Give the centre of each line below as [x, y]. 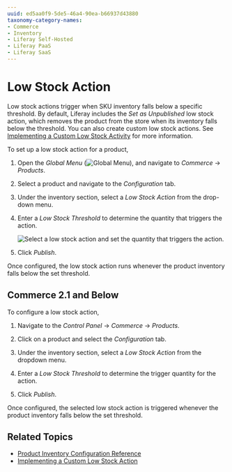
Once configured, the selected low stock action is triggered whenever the [113, 407]
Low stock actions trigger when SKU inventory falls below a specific [105, 106]
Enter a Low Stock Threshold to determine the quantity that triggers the [120, 218]
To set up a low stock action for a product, [68, 149]
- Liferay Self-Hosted [40, 40]
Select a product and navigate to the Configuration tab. [96, 183]
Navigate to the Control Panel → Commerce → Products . [98, 325]
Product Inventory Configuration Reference [79, 454]
